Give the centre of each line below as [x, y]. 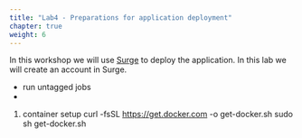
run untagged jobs [57, 87]
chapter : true [36, 26]
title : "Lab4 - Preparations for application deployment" [121, 18]
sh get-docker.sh [54, 124]
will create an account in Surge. [68, 69]
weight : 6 [28, 34]
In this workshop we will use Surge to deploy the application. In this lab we [148, 60]
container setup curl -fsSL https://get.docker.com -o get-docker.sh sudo [158, 115]
